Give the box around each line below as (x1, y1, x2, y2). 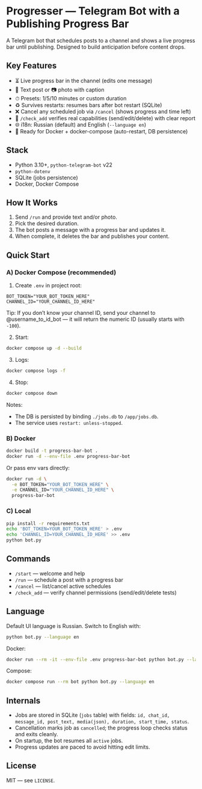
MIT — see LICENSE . (6, 776, 55, 784)
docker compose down (6, 390, 58, 396)
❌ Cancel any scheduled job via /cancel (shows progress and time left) (14, 108, 191, 115)
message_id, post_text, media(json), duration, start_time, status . (14, 718, 189, 725)
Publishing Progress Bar (6, 17, 129, 31)
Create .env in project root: (14, 282, 82, 289)
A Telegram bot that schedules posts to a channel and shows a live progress (6, 37, 195, 44)
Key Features (6, 61, 57, 71)
